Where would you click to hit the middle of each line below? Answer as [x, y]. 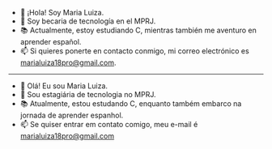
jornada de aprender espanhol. [72, 115]
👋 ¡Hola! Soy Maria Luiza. [62, 13]
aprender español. [51, 42]
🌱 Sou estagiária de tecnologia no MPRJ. [88, 94]
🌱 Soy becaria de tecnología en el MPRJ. [88, 21]
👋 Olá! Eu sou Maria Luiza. [64, 86]
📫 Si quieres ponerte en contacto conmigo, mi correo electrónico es [134, 51]
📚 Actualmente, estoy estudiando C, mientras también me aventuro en [138, 30]
